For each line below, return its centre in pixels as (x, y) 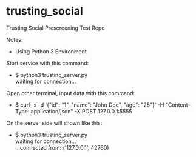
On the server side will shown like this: (54, 123)
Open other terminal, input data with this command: (71, 93)
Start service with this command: (48, 63)
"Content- (178, 105)
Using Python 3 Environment (51, 51)
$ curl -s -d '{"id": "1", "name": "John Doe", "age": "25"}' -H (90, 105)
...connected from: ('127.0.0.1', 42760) (62, 147)
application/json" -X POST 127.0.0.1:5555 (81, 111)
